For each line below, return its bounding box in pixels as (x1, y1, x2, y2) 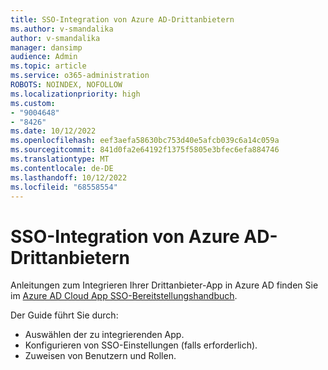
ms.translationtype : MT (10, 154, 110, 164)
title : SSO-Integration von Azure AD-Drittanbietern (10, 14, 235, 25)
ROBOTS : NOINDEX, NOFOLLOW (10, 80, 123, 90)
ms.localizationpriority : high (10, 89, 141, 99)
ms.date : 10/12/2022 (10, 126, 97, 136)
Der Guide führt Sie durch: (10, 309, 119, 321)
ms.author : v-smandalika (10, 24, 114, 34)
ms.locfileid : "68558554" (10, 182, 118, 192)
